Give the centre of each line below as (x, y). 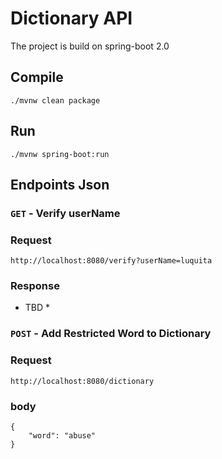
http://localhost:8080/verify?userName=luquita (111, 261)
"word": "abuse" (62, 435)
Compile (37, 77)
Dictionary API (71, 18)
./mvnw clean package (55, 100)
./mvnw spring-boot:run (60, 154)
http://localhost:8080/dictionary (82, 381)
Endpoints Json (60, 184)
